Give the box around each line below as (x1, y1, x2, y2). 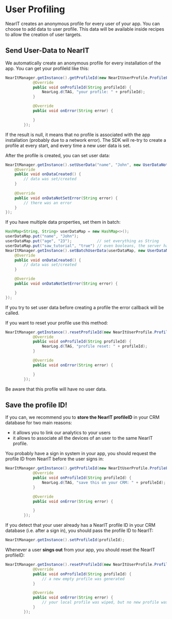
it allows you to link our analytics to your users (12, 430, 111, 436)
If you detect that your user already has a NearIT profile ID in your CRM (5, 522, 156, 528)
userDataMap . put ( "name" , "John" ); (5, 234, 79, 239)
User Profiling (5, 4, 66, 15)
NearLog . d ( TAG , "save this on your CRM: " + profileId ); (41, 480, 166, 485)
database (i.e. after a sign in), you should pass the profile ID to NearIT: (5, 527, 154, 533)
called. (5, 310, 19, 316)
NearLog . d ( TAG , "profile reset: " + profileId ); (41, 344, 147, 349)
